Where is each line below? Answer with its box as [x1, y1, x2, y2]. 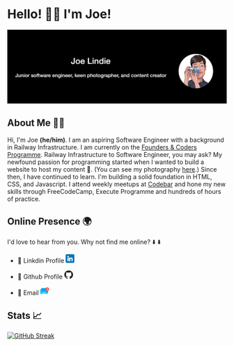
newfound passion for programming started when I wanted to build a [7, 158, 204, 166]
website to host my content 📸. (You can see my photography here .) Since [7, 165, 217, 173]
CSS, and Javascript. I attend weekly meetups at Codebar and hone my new [7, 180, 226, 188]
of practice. [7, 195, 40, 203]
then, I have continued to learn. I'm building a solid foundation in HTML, [7, 172, 212, 181]
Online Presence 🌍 [7, 215, 92, 227]
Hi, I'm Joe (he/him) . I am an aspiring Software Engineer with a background [7, 135, 224, 144]
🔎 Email [17, 288, 40, 297]
